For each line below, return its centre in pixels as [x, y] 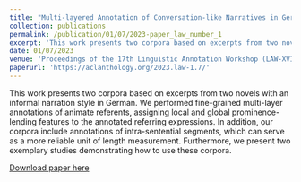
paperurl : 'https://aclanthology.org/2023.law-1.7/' [110, 68]
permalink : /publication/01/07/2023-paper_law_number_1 [116, 34]
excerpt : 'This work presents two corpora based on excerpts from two [144, 43]
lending [23, 121]
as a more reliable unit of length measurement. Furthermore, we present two [150, 141]
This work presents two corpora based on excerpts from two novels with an [149, 93]
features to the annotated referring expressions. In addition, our [156, 121]
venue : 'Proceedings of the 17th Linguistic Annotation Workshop [133, 59]
